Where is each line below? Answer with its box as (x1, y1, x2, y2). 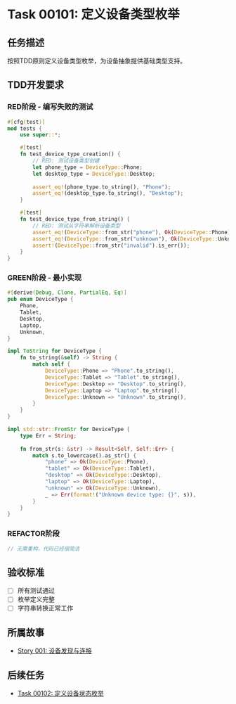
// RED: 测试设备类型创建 (32, 158, 100, 165)
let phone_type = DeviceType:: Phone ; (32, 163, 143, 171)
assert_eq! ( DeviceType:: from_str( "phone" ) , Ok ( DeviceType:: (32, 229, 212, 236)
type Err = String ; (20, 432, 77, 440)
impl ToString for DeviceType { (7, 347, 102, 355)
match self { (32, 361, 71, 368)
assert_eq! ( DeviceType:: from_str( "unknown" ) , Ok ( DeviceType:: (32, 235, 218, 243)
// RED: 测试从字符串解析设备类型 (32, 222, 121, 229)
